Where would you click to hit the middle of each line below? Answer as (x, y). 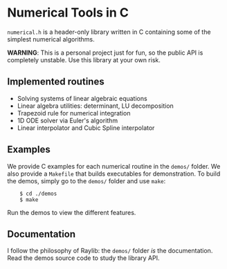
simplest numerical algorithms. (51, 39)
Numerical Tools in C (68, 13)
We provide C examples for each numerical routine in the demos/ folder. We (114, 166)
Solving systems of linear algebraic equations (82, 98)
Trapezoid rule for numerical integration (74, 113)
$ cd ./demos (38, 194)
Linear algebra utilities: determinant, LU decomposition (96, 106)
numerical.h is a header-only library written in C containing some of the (109, 32)
